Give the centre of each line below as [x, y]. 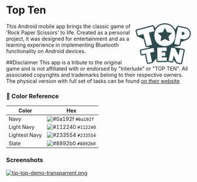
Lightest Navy [25, 135]
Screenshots [25, 160]
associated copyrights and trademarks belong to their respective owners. [95, 75]
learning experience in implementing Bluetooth [62, 45]
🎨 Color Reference [33, 96]
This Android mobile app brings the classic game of [68, 26]
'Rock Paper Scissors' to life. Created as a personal [68, 32]
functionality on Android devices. [46, 51]
